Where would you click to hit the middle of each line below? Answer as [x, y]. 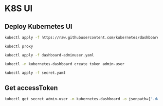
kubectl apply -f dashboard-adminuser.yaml [49, 55]
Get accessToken [31, 88]
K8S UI [18, 9]
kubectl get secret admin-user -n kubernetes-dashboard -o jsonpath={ [78, 99]
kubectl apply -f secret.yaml [35, 73]
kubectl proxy [19, 46]
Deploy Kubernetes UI [38, 26]
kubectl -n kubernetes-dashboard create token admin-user [64, 64]
